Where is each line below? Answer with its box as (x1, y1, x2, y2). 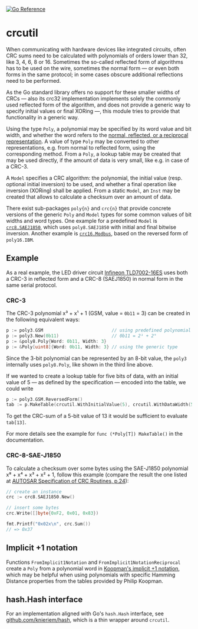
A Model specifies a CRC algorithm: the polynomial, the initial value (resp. (6, 174, 183, 181)
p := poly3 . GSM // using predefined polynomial (6, 328, 192, 333)
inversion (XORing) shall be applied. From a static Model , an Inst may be (6, 187, 181, 194)
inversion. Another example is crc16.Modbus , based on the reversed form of (6, 229, 189, 236)
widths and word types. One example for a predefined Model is (6, 217, 157, 224)
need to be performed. (6, 77, 61, 84)
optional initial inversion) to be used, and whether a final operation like (6, 180, 177, 187)
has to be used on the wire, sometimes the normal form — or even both (6, 64, 180, 72)
